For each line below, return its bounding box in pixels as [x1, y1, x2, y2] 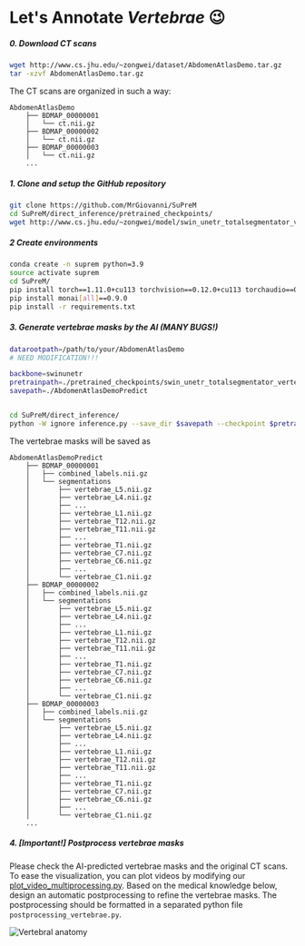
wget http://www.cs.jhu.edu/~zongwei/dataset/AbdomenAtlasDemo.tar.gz [9, 61, 282, 70]
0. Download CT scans [9, 37, 97, 48]
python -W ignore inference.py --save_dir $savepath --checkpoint [9, 419, 266, 429]
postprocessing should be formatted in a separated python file [9, 899, 243, 910]
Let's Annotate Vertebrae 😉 [9, 7, 225, 28]
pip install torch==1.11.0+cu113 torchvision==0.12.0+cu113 [9, 285, 242, 295]
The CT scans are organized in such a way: [9, 85, 172, 96]
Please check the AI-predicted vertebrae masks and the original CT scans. [9, 861, 289, 872]
